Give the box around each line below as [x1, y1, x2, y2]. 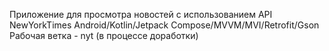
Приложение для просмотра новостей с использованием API [9, 9, 273, 20]
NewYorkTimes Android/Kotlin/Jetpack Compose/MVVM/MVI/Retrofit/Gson [9, 19, 320, 31]
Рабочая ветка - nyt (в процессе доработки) [9, 30, 199, 41]
